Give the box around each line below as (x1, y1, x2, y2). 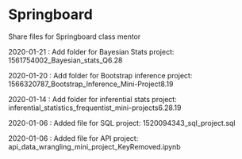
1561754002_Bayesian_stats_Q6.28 (8, 55, 123, 65)
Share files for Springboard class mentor (8, 32, 141, 41)
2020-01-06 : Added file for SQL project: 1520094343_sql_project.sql (8, 118, 236, 127)
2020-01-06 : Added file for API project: (8, 133, 139, 143)
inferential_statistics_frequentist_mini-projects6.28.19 (8, 103, 182, 112)
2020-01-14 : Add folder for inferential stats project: (8, 94, 177, 104)
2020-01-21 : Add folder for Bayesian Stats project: (8, 47, 175, 56)
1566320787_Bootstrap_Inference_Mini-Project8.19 (8, 79, 174, 89)
